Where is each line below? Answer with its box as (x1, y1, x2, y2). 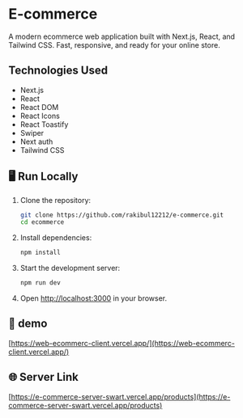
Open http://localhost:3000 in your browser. (19, 293, 168, 303)
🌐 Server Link (8, 370, 79, 384)
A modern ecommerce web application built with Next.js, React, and (8, 32, 236, 41)
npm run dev (19, 279, 61, 287)
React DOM (19, 102, 59, 112)
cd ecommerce (19, 218, 65, 226)
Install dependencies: (19, 233, 92, 243)
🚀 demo (8, 317, 48, 331)
